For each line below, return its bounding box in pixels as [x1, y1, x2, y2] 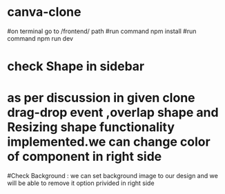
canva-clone [7, 4, 81, 20]
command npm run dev [7, 34, 74, 42]
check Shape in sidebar [7, 59, 145, 75]
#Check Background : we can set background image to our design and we [7, 172, 219, 180]
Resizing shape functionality [7, 119, 175, 135]
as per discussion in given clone [7, 90, 195, 106]
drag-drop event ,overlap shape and [7, 105, 219, 121]
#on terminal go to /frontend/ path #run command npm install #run [7, 27, 197, 35]
